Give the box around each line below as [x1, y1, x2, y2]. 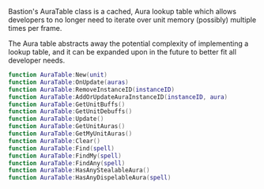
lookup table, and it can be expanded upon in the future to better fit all [8, 47, 237, 56]
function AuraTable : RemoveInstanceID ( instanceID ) [8, 85, 175, 93]
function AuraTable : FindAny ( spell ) [8, 159, 126, 167]
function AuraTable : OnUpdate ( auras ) [8, 78, 129, 86]
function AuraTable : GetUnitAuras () [8, 123, 126, 130]
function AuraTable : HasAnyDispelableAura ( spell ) [8, 174, 172, 182]
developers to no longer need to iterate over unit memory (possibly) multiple [8, 15, 257, 25]
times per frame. [8, 24, 62, 32]
